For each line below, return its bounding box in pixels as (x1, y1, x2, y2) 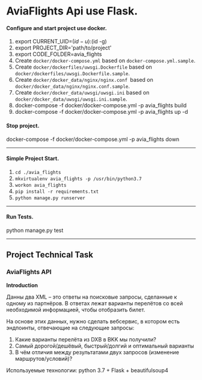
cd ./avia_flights (14, 169, 61, 175)
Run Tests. (6, 213, 34, 220)
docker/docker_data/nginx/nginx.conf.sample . (14, 83, 130, 90)
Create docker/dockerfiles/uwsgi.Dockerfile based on (14, 63, 152, 70)
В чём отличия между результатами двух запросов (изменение (14, 348, 179, 356)
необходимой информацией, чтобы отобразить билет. (6, 306, 145, 313)
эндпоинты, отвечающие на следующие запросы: (6, 324, 135, 331)
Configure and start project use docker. (6, 24, 107, 31)
